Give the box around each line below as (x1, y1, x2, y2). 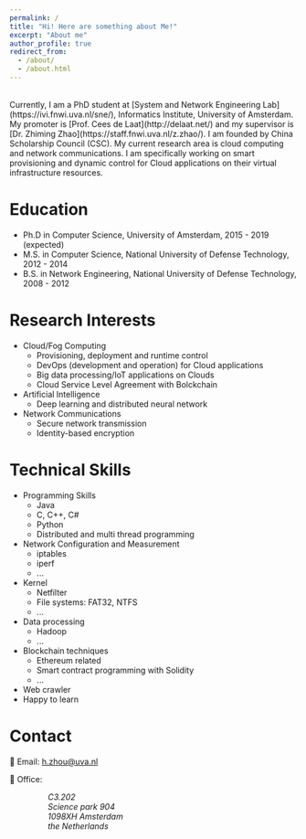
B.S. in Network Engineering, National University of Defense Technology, (22, 268, 297, 279)
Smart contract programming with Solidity (36, 664, 195, 675)
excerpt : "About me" (9, 30, 89, 39)
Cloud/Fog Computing (22, 340, 107, 351)
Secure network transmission (36, 418, 147, 429)
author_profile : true (9, 38, 92, 48)
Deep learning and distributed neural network (36, 398, 208, 409)
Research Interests (9, 310, 156, 330)
